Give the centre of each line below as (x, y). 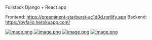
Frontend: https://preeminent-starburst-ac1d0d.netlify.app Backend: (76, 17)
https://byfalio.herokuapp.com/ (38, 22)
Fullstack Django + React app (36, 7)
